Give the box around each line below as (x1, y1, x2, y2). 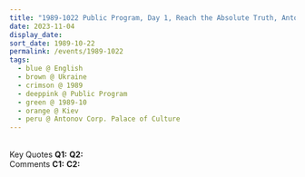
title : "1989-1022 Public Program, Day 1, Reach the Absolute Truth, (9, 13, 279, 23)
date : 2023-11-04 (9, 22, 75, 31)
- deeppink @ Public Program (17, 89, 128, 98)
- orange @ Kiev (17, 106, 79, 115)
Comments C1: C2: (9, 159, 81, 170)
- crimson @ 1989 (17, 81, 84, 90)
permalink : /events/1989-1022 (9, 47, 124, 56)
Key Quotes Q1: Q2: (9, 149, 84, 160)
